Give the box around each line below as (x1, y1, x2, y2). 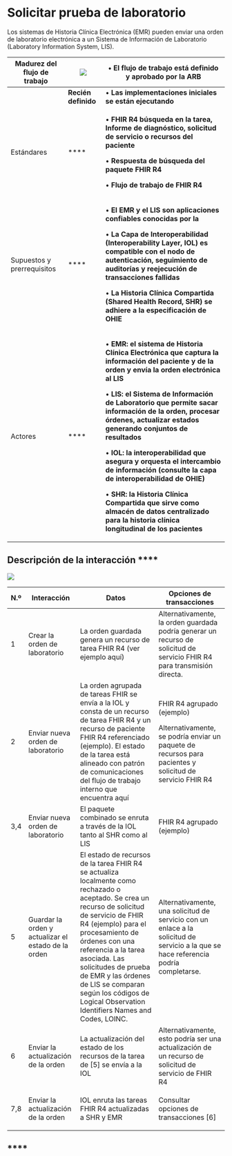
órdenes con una (79, 936, 135, 946)
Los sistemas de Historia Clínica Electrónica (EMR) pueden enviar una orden (7, 28, 224, 36)
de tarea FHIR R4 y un (79, 715, 151, 725)
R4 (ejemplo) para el (79, 919, 146, 929)
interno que (79, 784, 117, 794)
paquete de (158, 740, 195, 750)
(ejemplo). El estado (79, 741, 145, 750)
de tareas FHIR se (79, 689, 138, 699)
